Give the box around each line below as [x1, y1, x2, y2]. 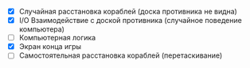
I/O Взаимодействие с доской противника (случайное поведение [18, 16, 242, 25]
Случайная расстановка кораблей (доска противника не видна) [18, 7, 238, 16]
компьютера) [18, 25, 65, 34]
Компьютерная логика [18, 33, 96, 43]
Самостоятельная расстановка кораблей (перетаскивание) [18, 51, 223, 60]
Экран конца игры [18, 42, 81, 51]
